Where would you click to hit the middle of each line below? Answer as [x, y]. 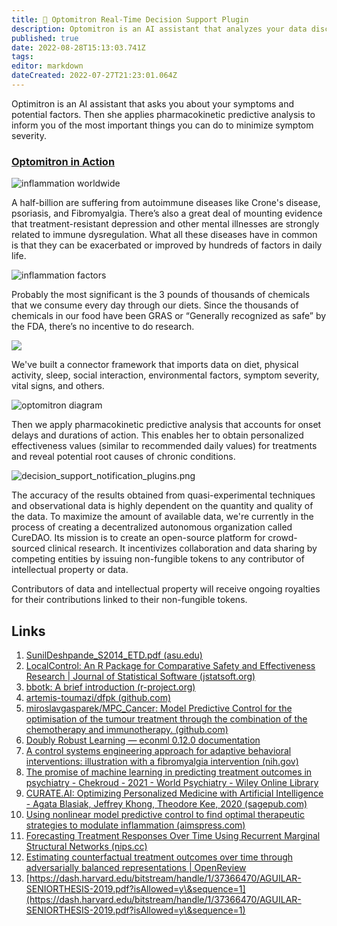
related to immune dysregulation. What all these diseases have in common [164, 235]
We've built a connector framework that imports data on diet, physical [155, 365]
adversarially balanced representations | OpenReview [136, 867]
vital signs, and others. [58, 386]
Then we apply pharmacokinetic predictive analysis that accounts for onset [166, 425]
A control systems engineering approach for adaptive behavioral [158, 750]
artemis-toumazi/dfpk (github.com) [98, 697]
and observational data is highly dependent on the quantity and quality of [162, 506]
